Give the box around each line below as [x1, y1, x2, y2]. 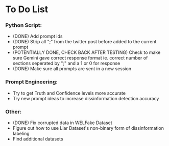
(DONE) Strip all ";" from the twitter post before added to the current [12, 39, 157, 45]
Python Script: [5, 22, 42, 29]
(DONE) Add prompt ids [12, 33, 63, 39]
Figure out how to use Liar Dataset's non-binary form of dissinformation [12, 125, 164, 131]
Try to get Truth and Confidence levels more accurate [12, 90, 126, 96]
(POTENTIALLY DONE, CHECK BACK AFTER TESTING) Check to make [12, 49, 161, 55]
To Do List [5, 4, 49, 15]
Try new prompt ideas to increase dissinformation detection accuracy [12, 95, 159, 101]
